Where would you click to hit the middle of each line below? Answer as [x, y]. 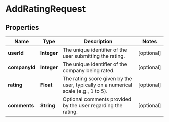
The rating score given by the [97, 79]
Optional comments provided [97, 99]
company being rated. [89, 71]
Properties [22, 28]
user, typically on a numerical [97, 85]
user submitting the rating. [94, 56]
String [48, 106]
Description [98, 42]
